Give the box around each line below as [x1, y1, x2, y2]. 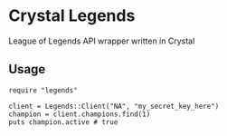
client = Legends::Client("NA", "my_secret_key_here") [8, 102, 220, 111]
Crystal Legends [8, 5, 136, 26]
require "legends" [8, 85, 78, 95]
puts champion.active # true [8, 117, 118, 127]
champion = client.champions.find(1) [8, 110, 151, 119]
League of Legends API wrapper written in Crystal [8, 35, 195, 46]
